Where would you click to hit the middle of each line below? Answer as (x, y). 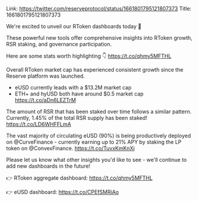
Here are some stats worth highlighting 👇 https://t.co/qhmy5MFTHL (89, 56)
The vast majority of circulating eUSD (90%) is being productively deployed (99, 135)
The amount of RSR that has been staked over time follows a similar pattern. (99, 111)
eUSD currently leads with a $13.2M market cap (73, 87)
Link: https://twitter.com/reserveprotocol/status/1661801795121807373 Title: (99, 9)
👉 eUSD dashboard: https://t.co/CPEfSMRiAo (63, 192)
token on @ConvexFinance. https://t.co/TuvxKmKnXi (71, 148)
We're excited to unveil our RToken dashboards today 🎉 (74, 26)
